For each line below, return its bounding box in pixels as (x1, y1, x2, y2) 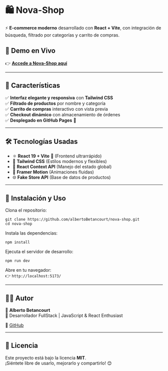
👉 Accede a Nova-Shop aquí (5, 60, 67, 66)
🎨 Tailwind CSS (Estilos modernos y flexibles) (12, 158, 107, 164)
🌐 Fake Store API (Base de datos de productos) (12, 174, 111, 180)
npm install (5, 240, 30, 245)
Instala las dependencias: (5, 230, 58, 236)
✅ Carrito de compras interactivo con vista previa (5, 106, 108, 112)
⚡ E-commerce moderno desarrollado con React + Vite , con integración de (5, 25, 161, 31)
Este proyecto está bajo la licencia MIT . (5, 354, 86, 360)
